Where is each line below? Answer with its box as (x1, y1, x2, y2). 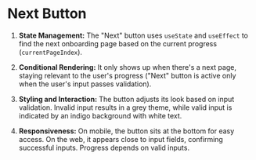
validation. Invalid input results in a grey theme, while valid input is (18, 103, 233, 112)
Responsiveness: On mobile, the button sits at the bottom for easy (18, 126, 235, 136)
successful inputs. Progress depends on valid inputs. (18, 143, 189, 152)
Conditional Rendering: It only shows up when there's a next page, (18, 62, 236, 71)
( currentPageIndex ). (18, 47, 83, 56)
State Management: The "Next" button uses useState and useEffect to (18, 31, 248, 40)
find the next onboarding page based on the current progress (18, 38, 217, 48)
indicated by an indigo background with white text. (18, 111, 182, 120)
